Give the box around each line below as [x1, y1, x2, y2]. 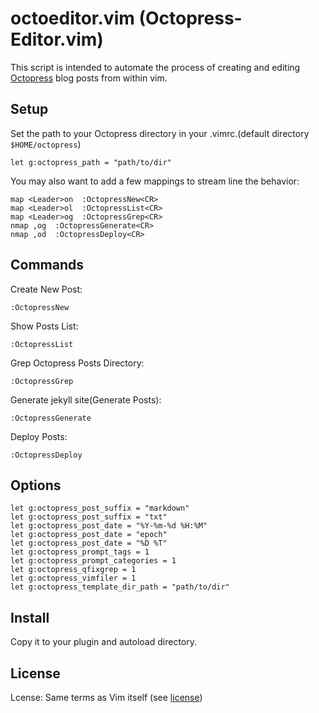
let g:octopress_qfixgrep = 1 [10, 565, 137, 575]
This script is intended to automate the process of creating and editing [10, 61, 301, 73]
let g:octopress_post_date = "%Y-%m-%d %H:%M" [10, 521, 208, 531]
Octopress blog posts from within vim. [10, 72, 168, 84]
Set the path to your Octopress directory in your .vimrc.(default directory [10, 127, 310, 139]
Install [10, 609, 50, 626]
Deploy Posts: [10, 430, 68, 442]
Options [10, 477, 62, 494]
